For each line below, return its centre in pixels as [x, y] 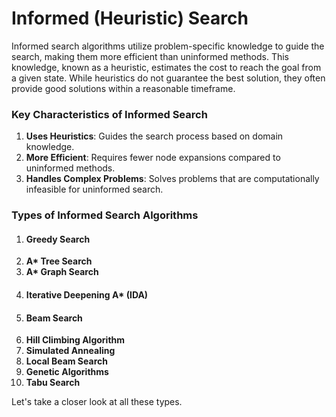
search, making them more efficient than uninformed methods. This [150, 56]
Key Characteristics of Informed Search [109, 114]
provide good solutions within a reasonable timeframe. [123, 88]
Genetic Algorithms [67, 372]
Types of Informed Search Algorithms [105, 215]
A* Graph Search [62, 272]
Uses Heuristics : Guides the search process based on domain [154, 136]
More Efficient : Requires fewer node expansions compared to [153, 158]
